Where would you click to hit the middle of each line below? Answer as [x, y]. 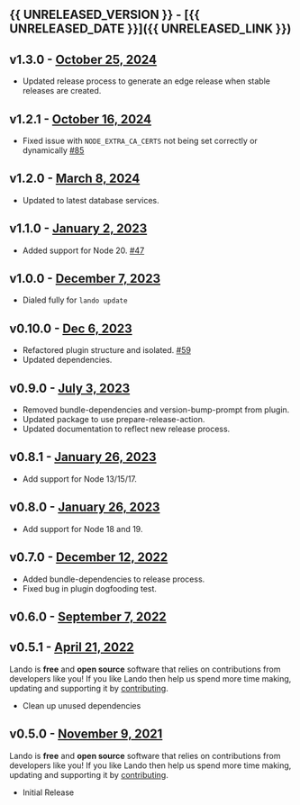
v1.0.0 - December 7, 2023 [85, 279]
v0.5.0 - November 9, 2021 [86, 734]
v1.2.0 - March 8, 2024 [75, 179]
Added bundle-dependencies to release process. [114, 579]
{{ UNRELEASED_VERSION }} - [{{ [105, 15]
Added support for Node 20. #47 [83, 250]
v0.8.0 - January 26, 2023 [85, 507]
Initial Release [48, 792]
